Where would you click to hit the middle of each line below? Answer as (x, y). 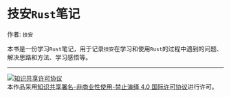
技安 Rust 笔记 (44, 14)
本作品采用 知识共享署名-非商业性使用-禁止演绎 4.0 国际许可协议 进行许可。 (112, 87)
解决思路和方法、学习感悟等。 (49, 57)
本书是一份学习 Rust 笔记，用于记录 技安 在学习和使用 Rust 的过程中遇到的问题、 (115, 48)
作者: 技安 (20, 34)
